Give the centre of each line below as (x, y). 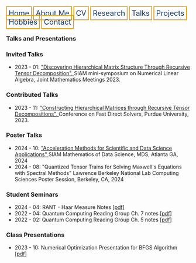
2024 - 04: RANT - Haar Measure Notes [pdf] (69, 207)
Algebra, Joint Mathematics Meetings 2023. (68, 80)
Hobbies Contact (40, 22)
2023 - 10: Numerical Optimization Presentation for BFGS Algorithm (96, 248)
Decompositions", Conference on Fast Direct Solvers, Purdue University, (102, 114)
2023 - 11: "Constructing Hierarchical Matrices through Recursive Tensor (102, 107)
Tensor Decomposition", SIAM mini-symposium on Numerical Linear (97, 73)
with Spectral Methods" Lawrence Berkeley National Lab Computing (97, 173)
